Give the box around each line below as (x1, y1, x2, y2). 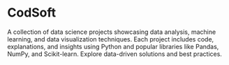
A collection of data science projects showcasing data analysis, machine (7, 28, 216, 36)
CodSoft (7, 5, 57, 21)
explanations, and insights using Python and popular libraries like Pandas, (7, 42, 219, 50)
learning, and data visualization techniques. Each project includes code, (7, 35, 214, 43)
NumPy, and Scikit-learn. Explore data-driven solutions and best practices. (7, 50, 222, 58)
